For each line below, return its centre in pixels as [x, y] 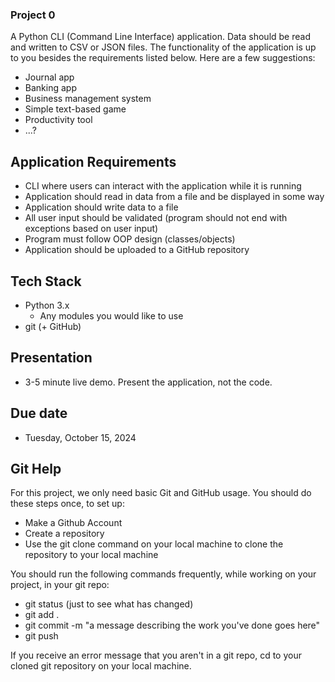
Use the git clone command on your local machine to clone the [154, 544]
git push [41, 636]
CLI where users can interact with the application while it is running [163, 186]
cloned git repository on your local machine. [101, 666]
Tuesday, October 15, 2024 [80, 437]
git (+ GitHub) [53, 326]
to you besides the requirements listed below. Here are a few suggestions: [163, 58]
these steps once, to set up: [67, 504]
